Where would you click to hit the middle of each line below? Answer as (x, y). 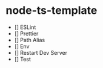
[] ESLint (25, 27)
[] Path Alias (30, 40)
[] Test (23, 59)
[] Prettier (26, 33)
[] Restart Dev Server (41, 52)
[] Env (22, 46)
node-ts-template (51, 11)
